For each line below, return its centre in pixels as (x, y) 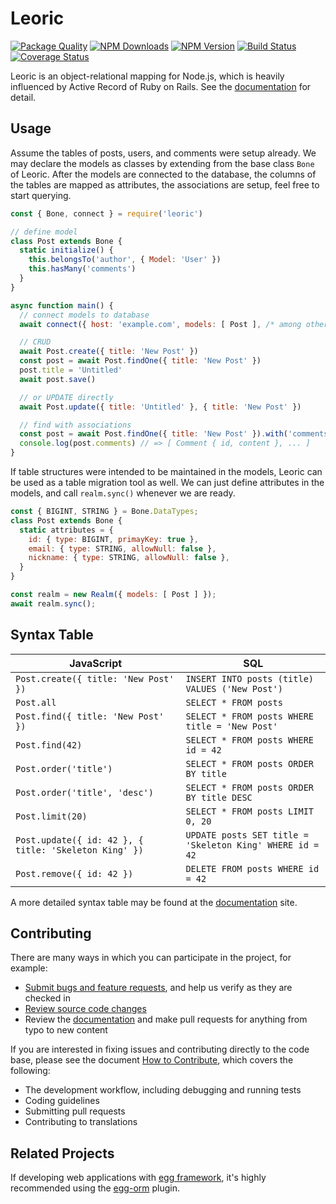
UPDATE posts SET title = (247, 835)
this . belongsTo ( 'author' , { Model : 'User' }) (125, 260)
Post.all (36, 702)
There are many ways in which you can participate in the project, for (151, 958)
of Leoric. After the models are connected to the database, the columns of (163, 174)
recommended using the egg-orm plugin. (95, 1188)
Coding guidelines (62, 1101)
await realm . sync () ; (53, 603)
